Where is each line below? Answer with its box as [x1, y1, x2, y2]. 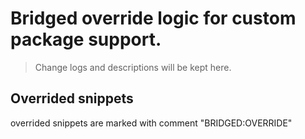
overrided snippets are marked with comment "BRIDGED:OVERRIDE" [10, 117, 293, 129]
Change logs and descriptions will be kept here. [34, 61, 232, 73]
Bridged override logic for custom [10, 7, 297, 30]
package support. [10, 28, 162, 51]
